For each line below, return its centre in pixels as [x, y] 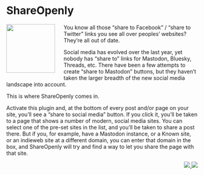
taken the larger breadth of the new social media [124, 78]
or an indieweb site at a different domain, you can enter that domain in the [99, 140]
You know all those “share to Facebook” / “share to [127, 27]
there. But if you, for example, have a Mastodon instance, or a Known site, [99, 134]
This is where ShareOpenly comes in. [53, 96]
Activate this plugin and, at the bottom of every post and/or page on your [98, 108]
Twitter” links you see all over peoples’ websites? [125, 33]
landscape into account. [36, 84]
